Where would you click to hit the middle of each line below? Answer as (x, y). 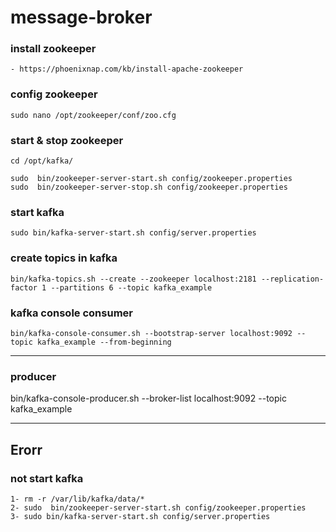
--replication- (292, 279)
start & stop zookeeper (67, 140)
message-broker (81, 17)
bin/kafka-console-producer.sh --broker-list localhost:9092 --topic (148, 398)
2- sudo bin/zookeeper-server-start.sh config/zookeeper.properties (158, 507)
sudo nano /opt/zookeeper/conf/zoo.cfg (93, 115)
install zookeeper (53, 49)
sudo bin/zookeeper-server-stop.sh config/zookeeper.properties (149, 187)
